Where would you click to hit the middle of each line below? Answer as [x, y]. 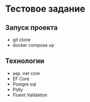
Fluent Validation [30, 95]
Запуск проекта [31, 28]
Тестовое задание [45, 9]
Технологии [25, 61]
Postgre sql [24, 84]
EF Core [21, 79]
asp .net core [26, 73]
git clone [22, 40]
